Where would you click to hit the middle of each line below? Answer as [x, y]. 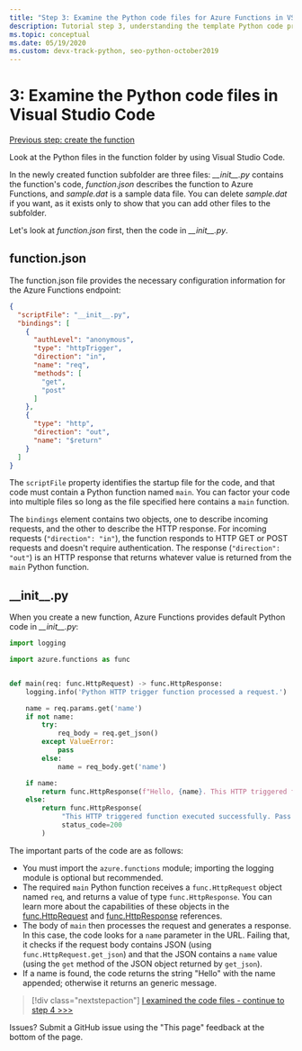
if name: [42, 783]
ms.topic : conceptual [50, 34]
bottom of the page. [46, 1037]
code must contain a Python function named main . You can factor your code [150, 493]
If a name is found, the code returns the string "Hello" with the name [149, 973]
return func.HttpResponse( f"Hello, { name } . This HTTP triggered [164, 792]
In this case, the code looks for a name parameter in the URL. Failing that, [156, 935]
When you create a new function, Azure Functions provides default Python [147, 617]
